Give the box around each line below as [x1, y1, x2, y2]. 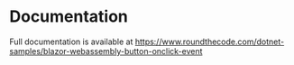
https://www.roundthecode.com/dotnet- [134, 36, 285, 47]
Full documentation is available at [9, 36, 133, 47]
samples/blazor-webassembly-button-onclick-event [9, 45, 203, 56]
